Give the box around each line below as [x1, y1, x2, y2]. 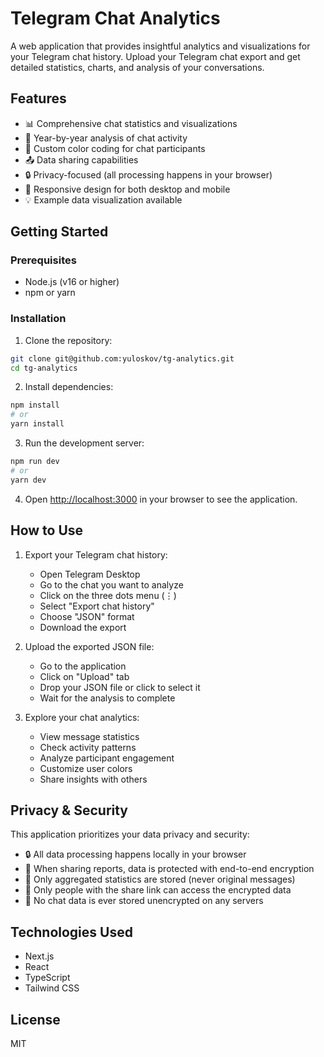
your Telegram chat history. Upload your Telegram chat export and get [10, 50, 301, 62]
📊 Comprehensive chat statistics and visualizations [24, 117, 238, 129]
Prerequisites [10, 253, 77, 267]
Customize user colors [39, 762, 133, 774]
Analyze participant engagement [39, 752, 175, 764]
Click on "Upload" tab [39, 670, 130, 682]
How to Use [10, 522, 84, 539]
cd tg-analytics [10, 363, 78, 373]
